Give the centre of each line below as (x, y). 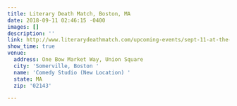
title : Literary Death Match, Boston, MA (69, 14)
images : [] (23, 27)
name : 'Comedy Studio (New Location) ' (72, 72)
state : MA (28, 79)
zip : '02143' (33, 86)
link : (15, 40)
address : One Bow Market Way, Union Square (78, 60)
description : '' (31, 33)
